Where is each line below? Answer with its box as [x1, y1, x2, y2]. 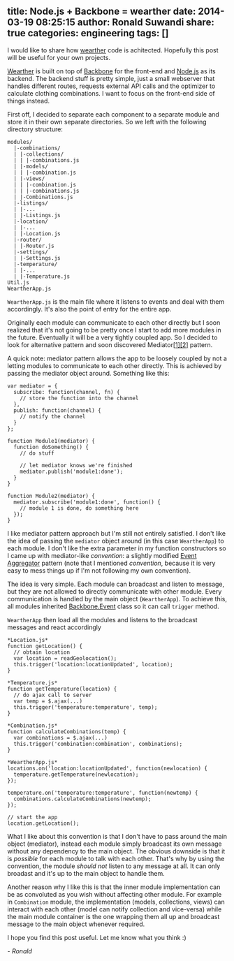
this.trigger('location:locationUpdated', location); [13, 661, 173, 668]
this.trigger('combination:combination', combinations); [13, 740, 183, 747]
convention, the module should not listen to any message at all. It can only [7, 862, 221, 870]
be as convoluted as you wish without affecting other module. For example [7, 890, 222, 898]
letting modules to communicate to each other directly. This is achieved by [7, 361, 222, 369]
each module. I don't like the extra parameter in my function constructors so [7, 544, 226, 552]
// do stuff [20, 450, 54, 457]
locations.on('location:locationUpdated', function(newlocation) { [7, 765, 208, 772]
